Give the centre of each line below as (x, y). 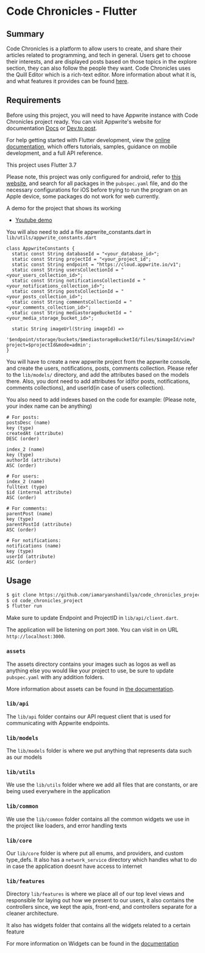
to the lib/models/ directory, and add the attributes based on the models (98, 374)
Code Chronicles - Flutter (72, 11)
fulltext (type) (27, 487)
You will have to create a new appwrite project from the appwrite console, (99, 361)
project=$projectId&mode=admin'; (49, 345)
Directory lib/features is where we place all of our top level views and (95, 894)
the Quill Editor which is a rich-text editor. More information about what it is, (101, 74)
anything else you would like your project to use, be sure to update (90, 670)
